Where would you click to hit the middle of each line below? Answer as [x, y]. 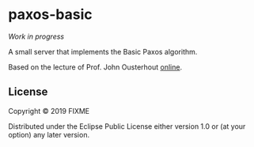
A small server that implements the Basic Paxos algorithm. [103, 51]
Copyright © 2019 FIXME [49, 111]
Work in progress [36, 36]
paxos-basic [50, 15]
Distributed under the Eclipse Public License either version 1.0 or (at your [127, 126]
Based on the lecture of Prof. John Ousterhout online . [95, 67]
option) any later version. [49, 134]
